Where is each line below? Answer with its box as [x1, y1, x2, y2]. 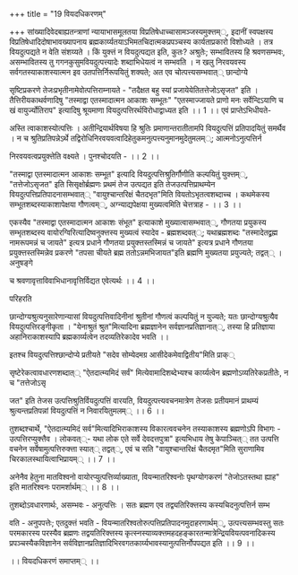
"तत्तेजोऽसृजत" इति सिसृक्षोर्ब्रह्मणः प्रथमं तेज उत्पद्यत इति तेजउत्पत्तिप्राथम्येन [9, 179, 216, 189]
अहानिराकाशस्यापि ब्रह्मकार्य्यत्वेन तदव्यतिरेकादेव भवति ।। [9, 332, 170, 342]
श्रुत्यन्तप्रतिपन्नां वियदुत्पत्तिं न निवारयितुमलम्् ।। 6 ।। [9, 405, 166, 416]
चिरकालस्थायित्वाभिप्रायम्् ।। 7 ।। [9, 454, 116, 464]
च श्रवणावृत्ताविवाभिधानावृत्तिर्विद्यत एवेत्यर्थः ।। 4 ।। [9, 275, 156, 286]
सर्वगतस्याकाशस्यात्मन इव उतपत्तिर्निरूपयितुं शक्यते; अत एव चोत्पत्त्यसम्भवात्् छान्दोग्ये [9, 67, 249, 77]
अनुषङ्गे [9, 257, 33, 268]
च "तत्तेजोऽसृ [9, 378, 47, 388]
